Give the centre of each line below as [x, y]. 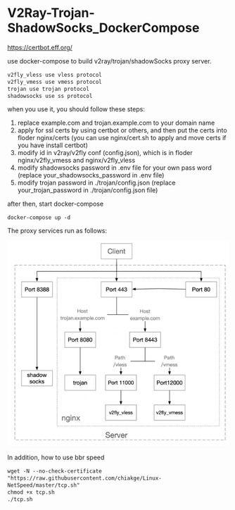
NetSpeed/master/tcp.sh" [44, 485]
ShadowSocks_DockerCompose [103, 28]
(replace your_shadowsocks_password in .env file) [91, 175]
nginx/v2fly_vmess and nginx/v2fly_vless [76, 160]
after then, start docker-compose [56, 204]
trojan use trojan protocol [49, 89]
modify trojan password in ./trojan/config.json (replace [96, 182]
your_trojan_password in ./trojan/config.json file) [88, 190]
